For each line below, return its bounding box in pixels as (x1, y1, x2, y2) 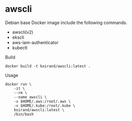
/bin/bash (14, 112, 34, 117)
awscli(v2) (12, 29, 33, 35)
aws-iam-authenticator (12, 39, 59, 45)
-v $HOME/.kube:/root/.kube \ (14, 103, 76, 108)
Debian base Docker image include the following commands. (5, 20, 128, 25)
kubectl (12, 45, 28, 50)
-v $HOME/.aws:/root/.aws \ (14, 99, 71, 104)
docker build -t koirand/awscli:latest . (5, 64, 91, 69)
